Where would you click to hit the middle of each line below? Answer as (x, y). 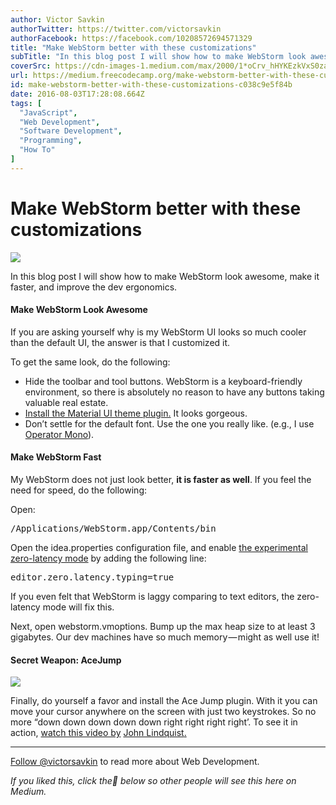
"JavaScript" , (48, 112)
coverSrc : (31, 66)
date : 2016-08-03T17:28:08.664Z (77, 94)
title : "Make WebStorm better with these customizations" (133, 47)
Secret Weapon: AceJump (66, 660)
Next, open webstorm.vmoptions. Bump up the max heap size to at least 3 (163, 627)
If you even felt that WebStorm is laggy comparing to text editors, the (152, 597)
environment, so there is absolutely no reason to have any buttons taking (174, 392)
